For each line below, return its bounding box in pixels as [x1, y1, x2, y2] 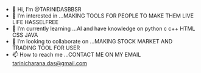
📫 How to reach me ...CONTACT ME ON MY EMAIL [12, 51, 141, 58]
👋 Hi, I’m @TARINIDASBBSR [12, 6, 82, 13]
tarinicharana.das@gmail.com [12, 60, 87, 66]
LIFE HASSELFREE [12, 19, 59, 25]
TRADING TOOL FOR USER [12, 44, 80, 51]
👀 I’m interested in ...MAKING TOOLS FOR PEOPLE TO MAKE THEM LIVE [12, 12, 194, 19]
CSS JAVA [12, 31, 38, 39]
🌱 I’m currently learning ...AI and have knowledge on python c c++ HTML [12, 25, 196, 32]
